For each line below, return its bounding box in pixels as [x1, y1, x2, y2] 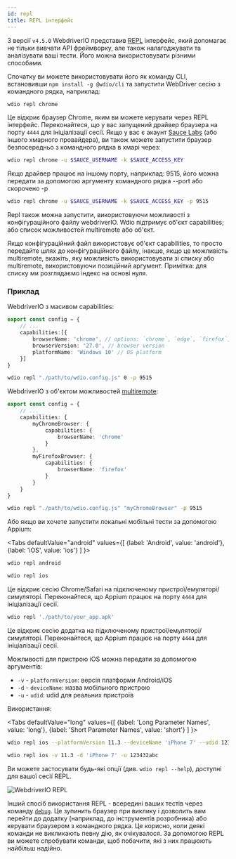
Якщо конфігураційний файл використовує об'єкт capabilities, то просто [7, 240, 223, 248]
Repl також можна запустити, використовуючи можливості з [7, 211, 190, 219]
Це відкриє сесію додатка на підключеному [7, 626, 139, 634]
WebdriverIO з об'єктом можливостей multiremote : [7, 387, 159, 395]
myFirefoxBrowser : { [32, 453, 93, 460]
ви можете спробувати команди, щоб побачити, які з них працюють [7, 837, 212, 845]
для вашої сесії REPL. [7, 772, 72, 780]
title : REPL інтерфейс [7, 17, 74, 24]
